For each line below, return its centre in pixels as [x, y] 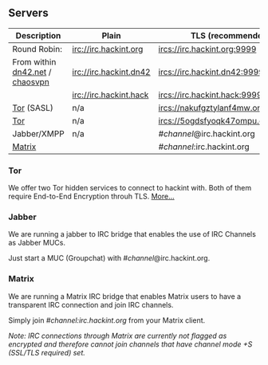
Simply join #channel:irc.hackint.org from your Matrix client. [107, 320]
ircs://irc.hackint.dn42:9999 [211, 72]
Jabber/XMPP [39, 133]
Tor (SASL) [33, 108]
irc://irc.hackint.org [108, 49]
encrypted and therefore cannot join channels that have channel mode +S [130, 344]
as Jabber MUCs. [37, 243]
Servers [29, 13]
